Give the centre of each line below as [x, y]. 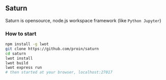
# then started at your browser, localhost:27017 [59, 72]
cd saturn [16, 53]
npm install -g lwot [27, 44]
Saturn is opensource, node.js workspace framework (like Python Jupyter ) [83, 20]
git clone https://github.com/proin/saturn [52, 49]
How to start [21, 33]
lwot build [17, 63]
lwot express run [24, 68]
